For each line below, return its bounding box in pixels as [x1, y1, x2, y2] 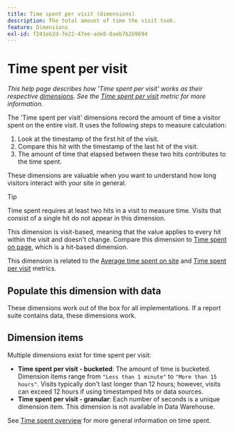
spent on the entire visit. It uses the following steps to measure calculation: [7, 121, 227, 130]
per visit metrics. [7, 264, 57, 273]
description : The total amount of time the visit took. [7, 17, 176, 24]
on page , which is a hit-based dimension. [7, 243, 128, 251]
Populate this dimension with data [7, 285, 161, 297]
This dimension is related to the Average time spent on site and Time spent [7, 257, 227, 265]
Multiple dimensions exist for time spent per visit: [7, 350, 151, 359]
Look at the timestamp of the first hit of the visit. [17, 135, 159, 143]
